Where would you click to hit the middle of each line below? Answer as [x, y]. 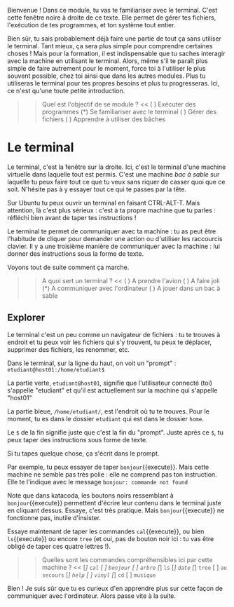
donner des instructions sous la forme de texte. [76, 253]
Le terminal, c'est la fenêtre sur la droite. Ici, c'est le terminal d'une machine [117, 167]
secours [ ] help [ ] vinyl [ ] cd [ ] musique [99, 575]
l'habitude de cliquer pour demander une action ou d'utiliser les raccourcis [115, 238]
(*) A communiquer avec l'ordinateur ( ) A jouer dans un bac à [131, 288]
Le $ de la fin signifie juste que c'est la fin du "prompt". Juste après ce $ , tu [116, 432]
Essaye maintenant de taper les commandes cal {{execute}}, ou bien [106, 531]
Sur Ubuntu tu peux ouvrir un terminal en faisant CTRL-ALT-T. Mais [104, 203]
